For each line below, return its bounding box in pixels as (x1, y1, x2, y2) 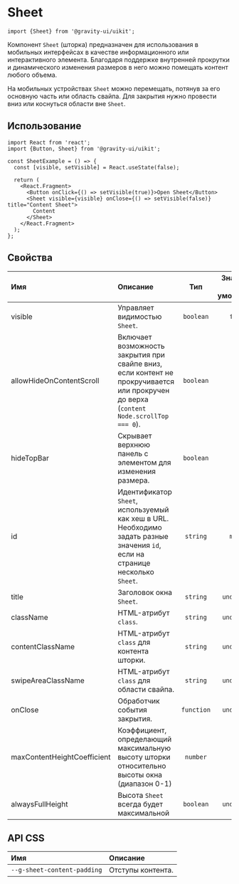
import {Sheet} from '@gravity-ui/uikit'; (7, 28, 135, 35)
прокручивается (117, 377, 175, 386)
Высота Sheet (117, 790, 164, 800)
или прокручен (117, 385, 170, 395)
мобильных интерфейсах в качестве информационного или (7, 48, 189, 56)
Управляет (117, 302, 154, 312)
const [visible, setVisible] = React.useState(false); (14, 164, 180, 171)
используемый (117, 505, 169, 515)
